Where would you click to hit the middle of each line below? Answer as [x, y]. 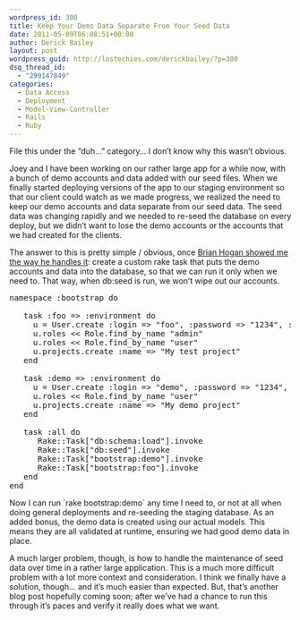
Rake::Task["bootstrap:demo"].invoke [120, 459]
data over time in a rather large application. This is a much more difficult [142, 568]
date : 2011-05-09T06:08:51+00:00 [72, 34]
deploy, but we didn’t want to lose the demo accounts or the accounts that [146, 225]
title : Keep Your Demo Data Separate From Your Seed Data [120, 26]
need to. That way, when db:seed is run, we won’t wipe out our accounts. [145, 281]
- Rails [32, 117]
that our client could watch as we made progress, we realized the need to [145, 197]
